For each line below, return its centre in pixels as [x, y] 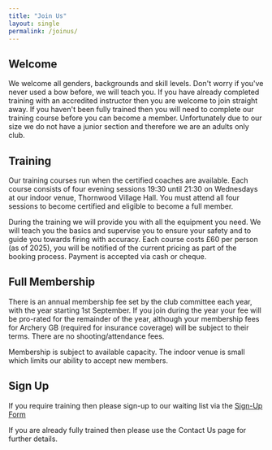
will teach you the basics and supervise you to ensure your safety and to [130, 231]
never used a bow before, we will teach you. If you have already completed [134, 92]
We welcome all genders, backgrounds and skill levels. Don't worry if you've [136, 84]
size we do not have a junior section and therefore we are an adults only [129, 127]
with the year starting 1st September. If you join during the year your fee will [135, 310]
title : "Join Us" [38, 16]
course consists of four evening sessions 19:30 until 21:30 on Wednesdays [133, 189]
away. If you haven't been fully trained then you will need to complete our [131, 110]
